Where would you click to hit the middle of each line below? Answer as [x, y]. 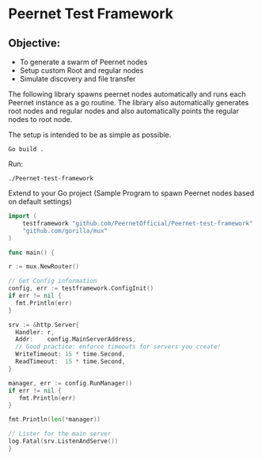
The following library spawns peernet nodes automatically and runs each [127, 94]
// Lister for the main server [60, 434]
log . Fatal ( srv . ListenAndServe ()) [63, 441]
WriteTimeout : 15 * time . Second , [70, 354]
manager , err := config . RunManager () [70, 383]
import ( [23, 216]
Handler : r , [35, 332]
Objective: [34, 43]
